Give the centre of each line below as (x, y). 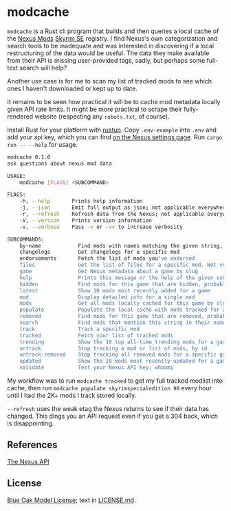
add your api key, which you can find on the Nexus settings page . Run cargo (114, 137)
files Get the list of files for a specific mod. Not (118, 265)
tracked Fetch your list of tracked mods (97, 335)
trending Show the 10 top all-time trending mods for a (117, 342)
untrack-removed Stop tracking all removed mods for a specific (118, 355)
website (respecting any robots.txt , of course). (102, 116)
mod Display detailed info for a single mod (107, 297)
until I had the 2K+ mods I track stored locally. (72, 395)
